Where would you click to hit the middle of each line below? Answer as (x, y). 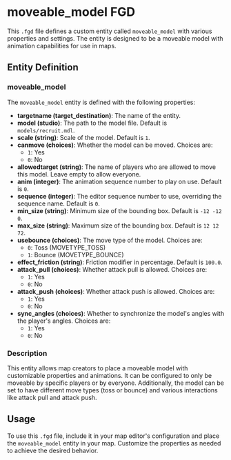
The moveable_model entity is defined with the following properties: (101, 102)
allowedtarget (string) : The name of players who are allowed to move (116, 167)
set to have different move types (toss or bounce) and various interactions (113, 390)
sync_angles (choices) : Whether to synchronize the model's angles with (121, 313)
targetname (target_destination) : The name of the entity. (99, 115)
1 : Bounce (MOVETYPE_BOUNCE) (76, 254)
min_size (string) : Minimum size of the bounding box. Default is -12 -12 (119, 210)
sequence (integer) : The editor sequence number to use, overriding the (119, 196)
